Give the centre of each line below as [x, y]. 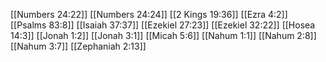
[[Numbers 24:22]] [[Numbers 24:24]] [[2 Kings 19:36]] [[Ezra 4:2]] [149, 14]
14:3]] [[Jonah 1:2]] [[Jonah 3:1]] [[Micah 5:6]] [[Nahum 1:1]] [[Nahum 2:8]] [163, 35]
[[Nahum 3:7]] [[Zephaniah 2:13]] [78, 46]
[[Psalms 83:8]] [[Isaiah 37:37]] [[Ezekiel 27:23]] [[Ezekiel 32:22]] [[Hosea [163, 25]
